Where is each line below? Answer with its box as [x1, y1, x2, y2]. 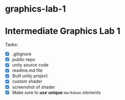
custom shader [12, 79, 43, 84]
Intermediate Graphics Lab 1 [5, 26, 121, 37]
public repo [12, 57, 36, 63]
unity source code [12, 62, 49, 68]
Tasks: [5, 42, 18, 48]
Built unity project [12, 73, 48, 79]
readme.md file [12, 67, 43, 73]
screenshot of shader [12, 84, 55, 90]
